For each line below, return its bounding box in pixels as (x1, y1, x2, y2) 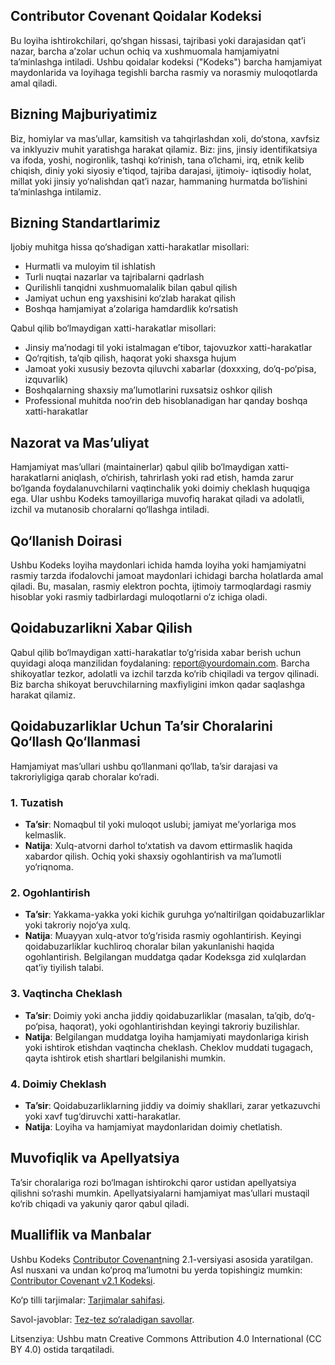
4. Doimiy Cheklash (10, 1077, 107, 1091)
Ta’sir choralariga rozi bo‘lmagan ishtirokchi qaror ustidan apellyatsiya (10, 1176, 297, 1188)
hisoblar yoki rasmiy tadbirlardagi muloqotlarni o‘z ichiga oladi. (10, 591, 268, 603)
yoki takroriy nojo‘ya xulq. (24, 919, 131, 931)
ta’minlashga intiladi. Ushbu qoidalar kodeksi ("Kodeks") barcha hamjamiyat (10, 55, 323, 68)
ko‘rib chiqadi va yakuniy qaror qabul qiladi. (10, 1197, 190, 1209)
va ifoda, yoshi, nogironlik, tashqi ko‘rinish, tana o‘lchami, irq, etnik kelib (10, 154, 305, 166)
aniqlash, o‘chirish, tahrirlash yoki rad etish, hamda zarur (61, 472, 294, 484)
